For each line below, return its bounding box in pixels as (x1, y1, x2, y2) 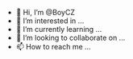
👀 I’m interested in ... (15, 16, 85, 26)
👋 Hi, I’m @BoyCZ (15, 8, 75, 17)
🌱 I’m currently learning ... (15, 25, 102, 33)
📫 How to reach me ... (15, 42, 91, 51)
